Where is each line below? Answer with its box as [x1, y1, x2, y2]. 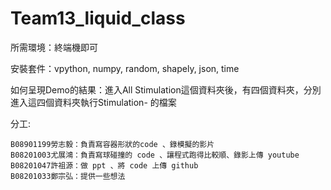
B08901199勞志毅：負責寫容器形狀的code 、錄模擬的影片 [10, 139, 215, 149]
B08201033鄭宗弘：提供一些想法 [10, 171, 126, 181]
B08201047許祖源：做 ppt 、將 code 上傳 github [10, 160, 199, 171]
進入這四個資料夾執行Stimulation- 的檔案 [10, 96, 177, 108]
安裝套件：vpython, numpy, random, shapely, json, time [10, 62, 240, 74]
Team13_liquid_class [10, 7, 186, 30]
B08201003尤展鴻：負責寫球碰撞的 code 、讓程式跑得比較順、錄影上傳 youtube [10, 150, 300, 160]
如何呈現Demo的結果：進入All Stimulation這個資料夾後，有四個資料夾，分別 [10, 83, 322, 96]
